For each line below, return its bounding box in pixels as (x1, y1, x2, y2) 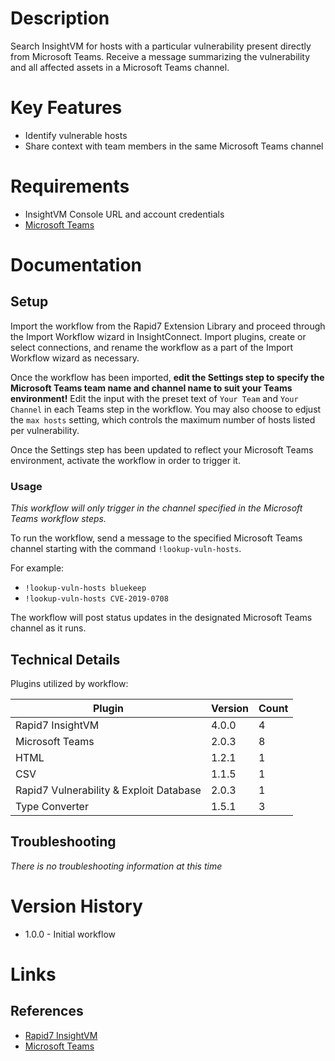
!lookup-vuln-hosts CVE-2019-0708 (24, 594, 169, 604)
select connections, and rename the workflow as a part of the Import (10, 341, 293, 353)
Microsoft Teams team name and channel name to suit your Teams (10, 382, 293, 394)
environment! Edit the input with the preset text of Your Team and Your (10, 392, 299, 404)
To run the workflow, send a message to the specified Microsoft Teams (10, 532, 303, 544)
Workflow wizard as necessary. (10, 352, 140, 364)
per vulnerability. (10, 424, 80, 436)
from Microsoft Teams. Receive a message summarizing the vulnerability (10, 50, 311, 62)
